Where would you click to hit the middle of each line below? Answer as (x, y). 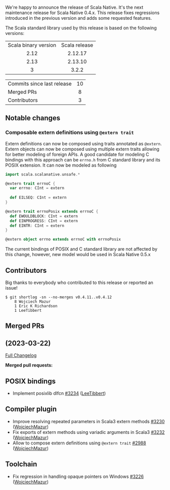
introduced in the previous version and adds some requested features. (79, 18)
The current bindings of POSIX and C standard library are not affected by (81, 249)
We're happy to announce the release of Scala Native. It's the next (74, 7)
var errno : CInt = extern (37, 188)
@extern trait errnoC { (30, 183)
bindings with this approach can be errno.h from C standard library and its (83, 159)
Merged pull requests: (29, 365)
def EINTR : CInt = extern (37, 226)
